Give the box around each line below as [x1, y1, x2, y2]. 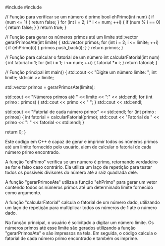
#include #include [5, 4, 42, 10]
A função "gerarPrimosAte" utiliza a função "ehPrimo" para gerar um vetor [5, 179, 158, 185]
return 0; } [5, 129, 26, 135]
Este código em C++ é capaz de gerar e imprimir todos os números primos [5, 139, 158, 144]
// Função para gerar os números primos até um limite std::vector [5, 34, 138, 40]
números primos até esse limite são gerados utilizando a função [5, 225, 136, 231]
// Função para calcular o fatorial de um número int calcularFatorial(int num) [5, 54, 160, 60]
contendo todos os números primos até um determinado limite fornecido [5, 184, 154, 190]
